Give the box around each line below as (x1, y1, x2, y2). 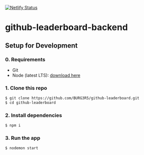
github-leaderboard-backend (5, 22, 128, 33)
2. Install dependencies (5, 112, 62, 119)
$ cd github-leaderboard (5, 101, 56, 105)
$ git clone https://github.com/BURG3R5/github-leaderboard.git (5, 96, 140, 101)
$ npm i (5, 123, 21, 128)
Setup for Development (5, 41, 78, 50)
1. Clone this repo (5, 84, 48, 91)
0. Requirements (5, 56, 46, 63)
